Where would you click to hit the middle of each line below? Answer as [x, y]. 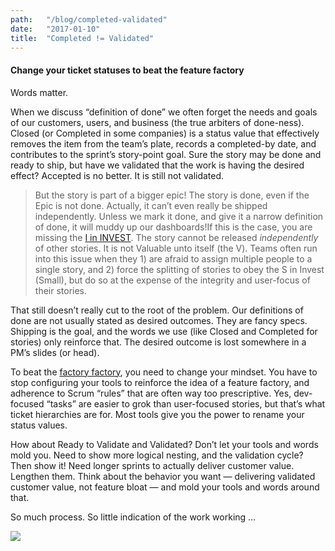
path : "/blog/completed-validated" [89, 19]
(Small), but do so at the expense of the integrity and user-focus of [172, 280]
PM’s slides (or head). [55, 352]
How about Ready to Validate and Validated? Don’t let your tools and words [164, 444]
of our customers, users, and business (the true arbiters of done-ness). [157, 122]
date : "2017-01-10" [55, 29]
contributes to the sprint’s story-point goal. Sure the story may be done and [166, 154]
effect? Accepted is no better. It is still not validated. [117, 175]
